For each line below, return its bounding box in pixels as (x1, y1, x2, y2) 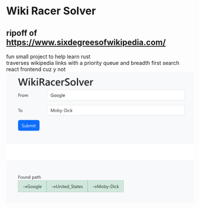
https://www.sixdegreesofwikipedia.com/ (6, 37, 166, 47)
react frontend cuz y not (6, 66, 66, 73)
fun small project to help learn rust (6, 53, 91, 60)
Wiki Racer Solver (6, 4, 97, 18)
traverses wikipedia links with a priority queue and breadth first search (6, 60, 180, 66)
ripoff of (6, 28, 38, 38)
